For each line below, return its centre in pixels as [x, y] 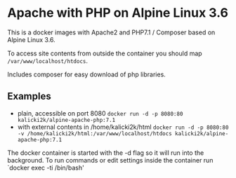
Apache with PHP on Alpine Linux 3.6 [118, 13]
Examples [29, 96]
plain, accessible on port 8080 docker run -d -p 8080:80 [100, 113]
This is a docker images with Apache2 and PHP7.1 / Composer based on [111, 32]
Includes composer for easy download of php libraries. [87, 74]
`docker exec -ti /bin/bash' [46, 167]
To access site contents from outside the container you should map [105, 53]
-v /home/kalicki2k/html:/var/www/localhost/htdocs [94, 133]
